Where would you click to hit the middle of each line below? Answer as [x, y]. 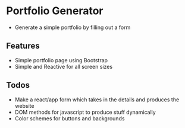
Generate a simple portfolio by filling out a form [73, 27]
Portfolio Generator [55, 11]
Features [23, 46]
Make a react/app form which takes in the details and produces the [97, 100]
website [24, 105]
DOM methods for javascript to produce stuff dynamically [85, 112]
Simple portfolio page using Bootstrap [61, 60]
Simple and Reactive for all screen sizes [64, 66]
